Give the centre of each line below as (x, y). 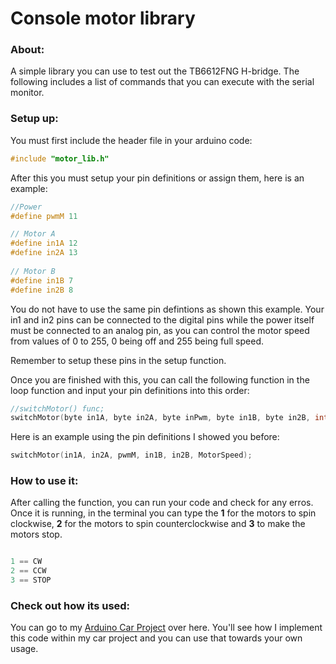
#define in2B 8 (42, 290)
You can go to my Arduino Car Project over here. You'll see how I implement (166, 628)
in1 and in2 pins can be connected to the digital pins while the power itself (162, 319)
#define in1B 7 (42, 280)
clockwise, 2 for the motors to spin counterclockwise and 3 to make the (158, 524)
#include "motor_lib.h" (60, 158)
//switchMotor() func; (57, 408)
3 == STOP (31, 580)
